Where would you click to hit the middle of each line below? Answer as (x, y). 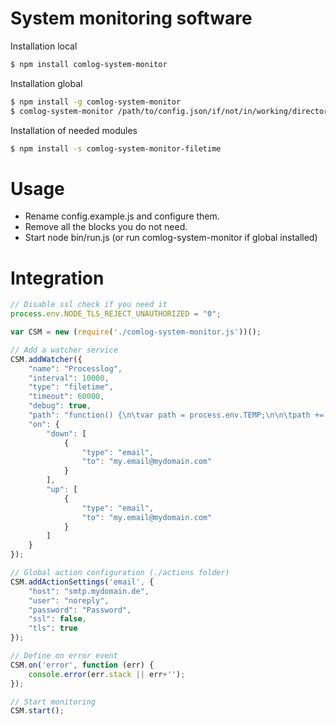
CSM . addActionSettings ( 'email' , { (82, 582)
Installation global (46, 83)
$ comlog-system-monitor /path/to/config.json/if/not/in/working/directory (171, 111)
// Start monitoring (53, 702)
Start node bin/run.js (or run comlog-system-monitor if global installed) (171, 238)
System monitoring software (131, 18)
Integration (57, 278)
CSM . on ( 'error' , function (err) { (82, 665)
